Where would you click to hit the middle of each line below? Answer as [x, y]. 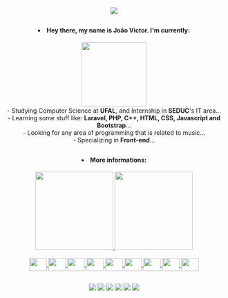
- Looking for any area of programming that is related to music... [114, 133]
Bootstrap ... [114, 125]
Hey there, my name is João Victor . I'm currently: [118, 30]
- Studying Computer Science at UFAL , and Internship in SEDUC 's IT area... [114, 111]
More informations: [118, 160]
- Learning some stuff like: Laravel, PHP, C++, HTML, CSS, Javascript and [114, 118]
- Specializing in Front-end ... [114, 140]
